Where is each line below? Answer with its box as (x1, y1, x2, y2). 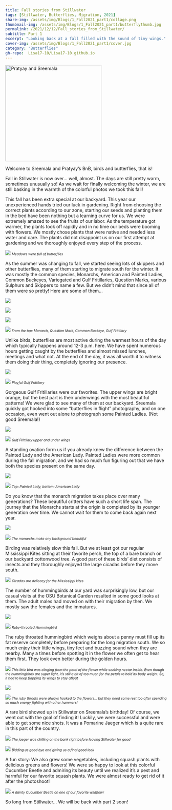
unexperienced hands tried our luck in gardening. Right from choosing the (5, 201, 161, 208)
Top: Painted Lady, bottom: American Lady (11, 484, 80, 489)
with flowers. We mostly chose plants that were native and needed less (5, 229, 155, 235)
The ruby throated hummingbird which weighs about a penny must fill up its (5, 633, 165, 640)
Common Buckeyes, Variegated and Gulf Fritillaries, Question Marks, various (5, 277, 167, 283)
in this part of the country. (5, 725, 60, 731)
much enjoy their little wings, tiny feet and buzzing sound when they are (5, 645, 157, 651)
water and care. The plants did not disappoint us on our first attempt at (5, 234, 155, 240)
